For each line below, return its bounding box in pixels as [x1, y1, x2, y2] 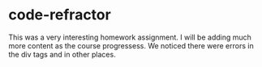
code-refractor [8, 6, 111, 24]
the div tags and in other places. [8, 49, 116, 59]
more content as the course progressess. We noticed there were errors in [8, 40, 254, 50]
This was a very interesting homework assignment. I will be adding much [8, 32, 251, 42]
